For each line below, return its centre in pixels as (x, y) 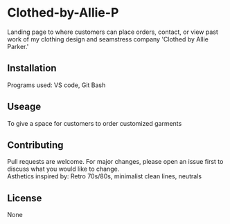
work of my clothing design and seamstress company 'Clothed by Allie (108, 39)
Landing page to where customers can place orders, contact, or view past (113, 32)
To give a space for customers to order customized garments (95, 123)
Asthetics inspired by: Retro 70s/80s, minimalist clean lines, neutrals (105, 176)
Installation (32, 68)
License (25, 198)
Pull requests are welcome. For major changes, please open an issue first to (115, 162)
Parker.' (18, 46)
